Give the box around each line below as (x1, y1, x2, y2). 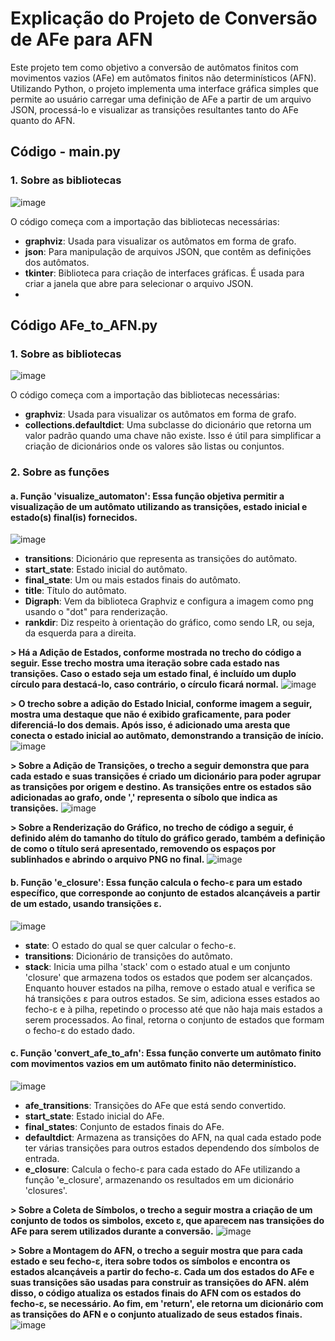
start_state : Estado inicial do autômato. (24, 563, 188, 576)
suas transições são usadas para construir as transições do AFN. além (10, 1276, 310, 1288)
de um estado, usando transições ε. (10, 898, 162, 910)
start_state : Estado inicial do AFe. (24, 1110, 165, 1122)
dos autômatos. (24, 256, 90, 268)
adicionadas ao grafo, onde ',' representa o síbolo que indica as (10, 792, 278, 804)
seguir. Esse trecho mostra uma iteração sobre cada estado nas (10, 657, 280, 669)
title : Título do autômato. (24, 585, 127, 597)
